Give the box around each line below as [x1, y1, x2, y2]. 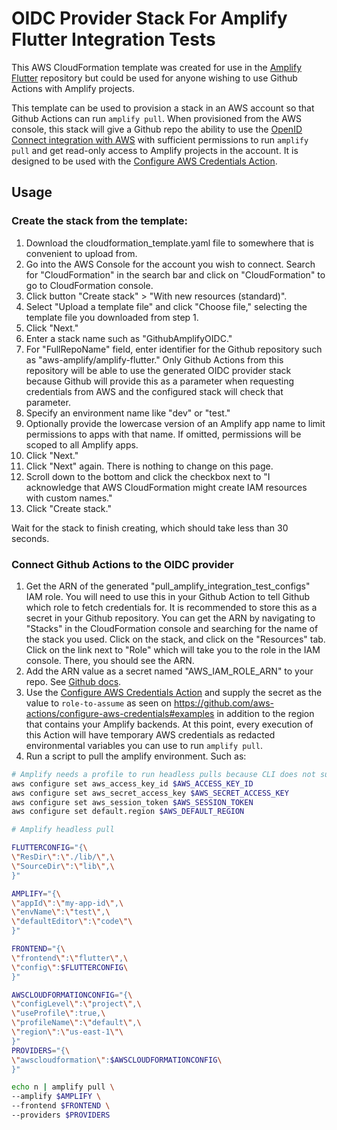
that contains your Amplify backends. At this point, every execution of [25, 718, 314, 730]
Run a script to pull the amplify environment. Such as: [25, 750, 247, 762]
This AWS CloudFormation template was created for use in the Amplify [11, 61, 302, 73]
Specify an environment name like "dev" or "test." [25, 407, 231, 419]
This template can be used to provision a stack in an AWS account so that [11, 102, 315, 114]
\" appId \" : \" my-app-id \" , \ [11, 898, 124, 908]
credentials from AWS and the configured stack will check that [25, 385, 284, 397]
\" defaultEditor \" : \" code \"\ [11, 917, 133, 927]
